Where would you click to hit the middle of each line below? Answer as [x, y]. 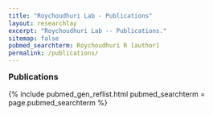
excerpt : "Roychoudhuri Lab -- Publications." [88, 31]
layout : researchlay [43, 23]
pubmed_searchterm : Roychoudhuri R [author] [84, 46]
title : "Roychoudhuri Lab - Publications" [80, 16]
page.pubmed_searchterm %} [58, 103]
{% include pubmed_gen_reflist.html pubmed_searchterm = [107, 94]
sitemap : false [34, 38]
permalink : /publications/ [53, 53]
